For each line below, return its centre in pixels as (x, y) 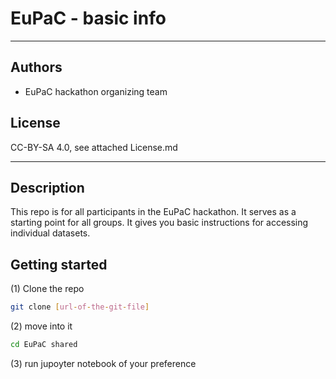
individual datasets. (50, 233)
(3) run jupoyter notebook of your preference (103, 363)
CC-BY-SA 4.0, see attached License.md (94, 147)
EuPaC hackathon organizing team (96, 91)
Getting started (59, 264)
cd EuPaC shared (44, 345)
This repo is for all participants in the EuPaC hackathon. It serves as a (153, 212)
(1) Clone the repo (47, 289)
